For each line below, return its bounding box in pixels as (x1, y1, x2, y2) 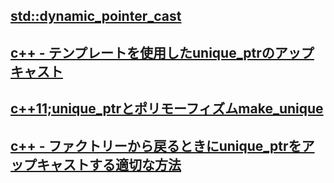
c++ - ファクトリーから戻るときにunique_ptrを (10, 137, 302, 154)
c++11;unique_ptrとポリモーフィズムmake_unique (10, 100, 324, 118)
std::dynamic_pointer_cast (10, 8, 182, 25)
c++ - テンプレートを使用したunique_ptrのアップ (10, 44, 315, 61)
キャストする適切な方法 (36, 156, 182, 173)
